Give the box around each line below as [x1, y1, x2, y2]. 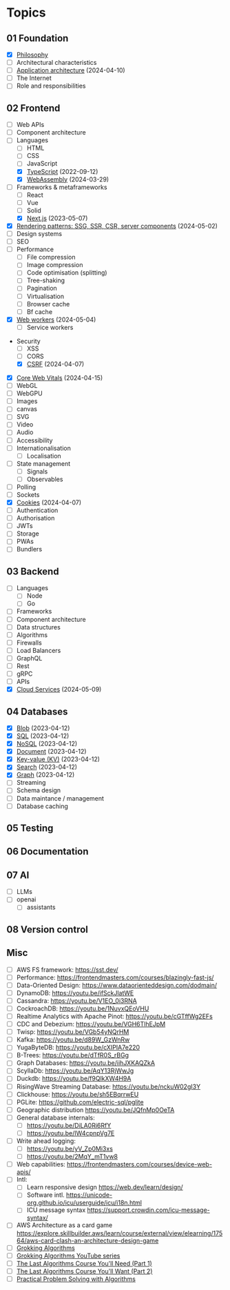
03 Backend [6, 565, 59, 577]
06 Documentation [6, 846, 89, 857]
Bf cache [26, 307, 53, 315]
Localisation [26, 451, 61, 460]
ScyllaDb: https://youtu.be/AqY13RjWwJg [16, 1066, 134, 1075]
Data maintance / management [16, 794, 105, 802]
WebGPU [16, 389, 43, 398]
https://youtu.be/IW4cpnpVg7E [26, 1128, 115, 1137]
